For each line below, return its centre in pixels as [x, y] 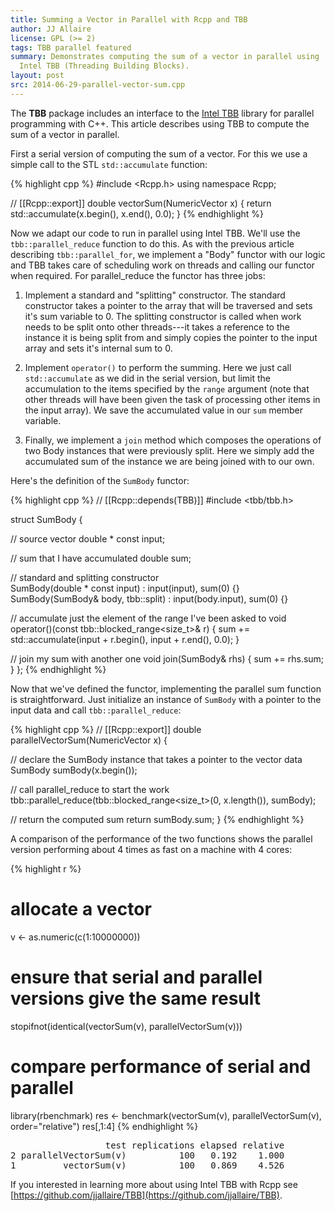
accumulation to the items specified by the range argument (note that [167, 388]
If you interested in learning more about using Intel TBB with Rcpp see [154, 1184]
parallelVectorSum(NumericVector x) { [89, 740]
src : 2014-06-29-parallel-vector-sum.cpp [98, 85]
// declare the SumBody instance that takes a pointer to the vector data [156, 759]
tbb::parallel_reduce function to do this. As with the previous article [152, 243]
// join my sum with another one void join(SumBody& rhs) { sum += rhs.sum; [167, 658]
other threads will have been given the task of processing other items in [172, 399]
